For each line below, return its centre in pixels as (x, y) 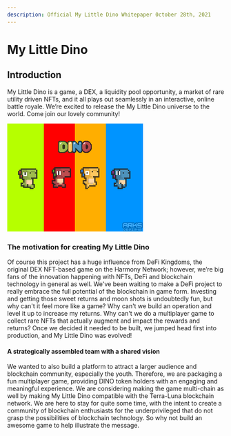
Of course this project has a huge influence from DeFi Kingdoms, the (105, 262)
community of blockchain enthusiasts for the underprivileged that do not (110, 410)
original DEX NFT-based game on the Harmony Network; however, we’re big (115, 269)
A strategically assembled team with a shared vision (84, 351)
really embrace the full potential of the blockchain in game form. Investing (112, 291)
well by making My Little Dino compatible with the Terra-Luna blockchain (111, 396)
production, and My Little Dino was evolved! (70, 335)
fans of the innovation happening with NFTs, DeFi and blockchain (100, 276)
